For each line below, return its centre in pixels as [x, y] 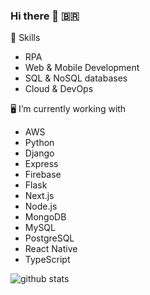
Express [41, 164]
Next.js [39, 196]
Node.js [41, 206]
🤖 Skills [25, 38]
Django [39, 153]
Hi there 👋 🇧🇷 [45, 16]
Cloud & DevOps [59, 89]
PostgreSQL [49, 238]
